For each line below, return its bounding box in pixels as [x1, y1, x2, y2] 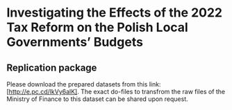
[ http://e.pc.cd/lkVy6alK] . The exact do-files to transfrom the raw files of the [6, 88, 226, 95]
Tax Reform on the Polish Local [6, 19, 188, 35]
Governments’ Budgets [6, 35, 144, 50]
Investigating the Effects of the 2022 [6, 5, 223, 21]
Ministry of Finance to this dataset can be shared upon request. [6, 95, 188, 103]
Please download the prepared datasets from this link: [6, 80, 161, 88]
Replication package [6, 62, 97, 73]
